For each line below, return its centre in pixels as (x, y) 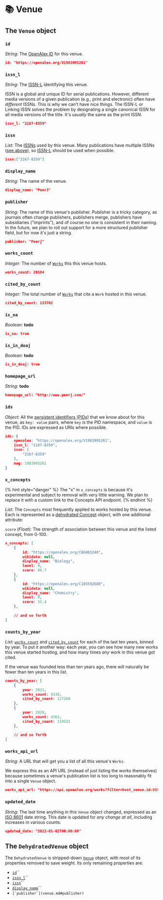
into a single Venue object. (31, 781)
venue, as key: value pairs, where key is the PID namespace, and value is (79, 422)
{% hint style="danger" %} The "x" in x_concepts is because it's (69, 489)
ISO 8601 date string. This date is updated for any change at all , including (79, 817)
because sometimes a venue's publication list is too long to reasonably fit (78, 776)
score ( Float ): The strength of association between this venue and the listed (81, 529)
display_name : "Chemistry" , (51, 593)
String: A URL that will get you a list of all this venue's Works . (65, 762)
